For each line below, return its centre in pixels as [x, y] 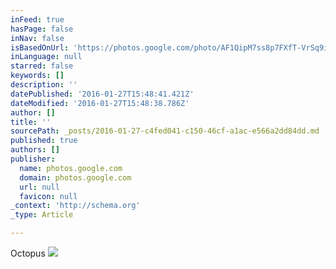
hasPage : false [42, 29]
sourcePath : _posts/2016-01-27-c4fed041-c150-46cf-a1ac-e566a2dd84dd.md [165, 131]
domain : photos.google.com [75, 177]
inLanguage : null [46, 57]
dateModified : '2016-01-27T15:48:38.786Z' [100, 103]
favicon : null [48, 196]
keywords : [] [37, 76]
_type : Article [42, 215]
